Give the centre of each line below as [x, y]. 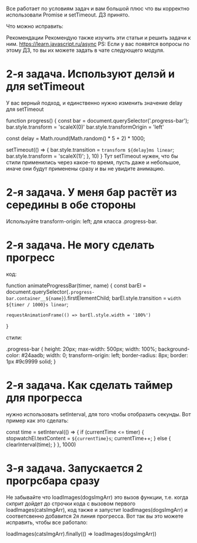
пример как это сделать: [37, 420]
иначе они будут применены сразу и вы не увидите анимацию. [86, 168]
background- [174, 349]
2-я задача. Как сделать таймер [90, 385]
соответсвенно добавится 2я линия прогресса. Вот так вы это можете [95, 516]
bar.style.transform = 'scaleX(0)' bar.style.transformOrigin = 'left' [85, 127]
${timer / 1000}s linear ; [37, 304]
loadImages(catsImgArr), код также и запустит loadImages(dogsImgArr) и [97, 509]
